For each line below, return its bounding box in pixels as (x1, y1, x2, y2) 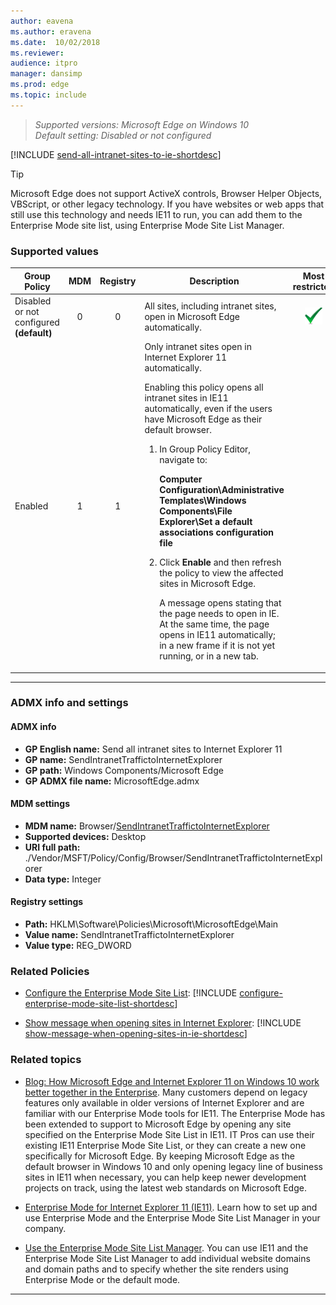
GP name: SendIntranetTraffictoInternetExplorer (24, 753, 223, 765)
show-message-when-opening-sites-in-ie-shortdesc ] (24, 1028, 248, 1040)
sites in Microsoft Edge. (159, 578, 256, 590)
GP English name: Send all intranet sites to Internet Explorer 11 (24, 743, 283, 755)
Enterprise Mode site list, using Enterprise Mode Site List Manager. (10, 219, 285, 231)
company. (24, 1222, 67, 1234)
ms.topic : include (10, 90, 87, 100)
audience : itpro (10, 58, 78, 69)
